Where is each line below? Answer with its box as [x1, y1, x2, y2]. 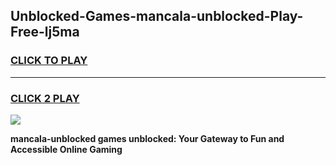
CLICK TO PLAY [10, 54, 88, 68]
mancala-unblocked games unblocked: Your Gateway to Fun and [10, 132, 285, 144]
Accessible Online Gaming [10, 143, 123, 155]
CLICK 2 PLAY [10, 91, 80, 105]
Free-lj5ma [10, 24, 80, 41]
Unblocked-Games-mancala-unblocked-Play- [10, 8, 304, 25]
